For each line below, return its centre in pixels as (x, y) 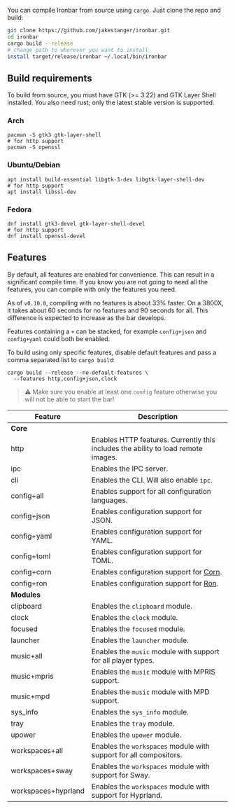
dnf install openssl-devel (47, 236)
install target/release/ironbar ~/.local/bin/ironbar (87, 56)
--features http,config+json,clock (65, 379)
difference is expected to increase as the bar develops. (87, 317)
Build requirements (50, 78)
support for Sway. (121, 775)
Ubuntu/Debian (34, 165)
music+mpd (30, 696)
